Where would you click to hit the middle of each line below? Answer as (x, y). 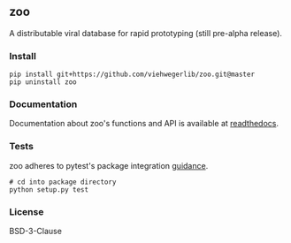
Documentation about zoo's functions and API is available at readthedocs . (144, 124)
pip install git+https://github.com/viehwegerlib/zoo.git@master (132, 75)
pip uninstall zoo (43, 82)
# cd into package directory (63, 182)
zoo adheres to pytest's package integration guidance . (109, 165)
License (27, 211)
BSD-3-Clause (35, 231)
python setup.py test (49, 190)
